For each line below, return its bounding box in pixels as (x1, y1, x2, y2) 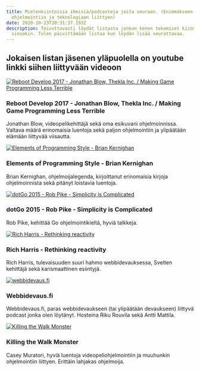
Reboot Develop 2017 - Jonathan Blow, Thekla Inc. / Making (6, 99, 182, 107)
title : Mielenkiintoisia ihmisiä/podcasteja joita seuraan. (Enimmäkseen (6, 8, 193, 15)
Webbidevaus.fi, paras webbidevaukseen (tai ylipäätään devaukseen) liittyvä (6, 305, 195, 313)
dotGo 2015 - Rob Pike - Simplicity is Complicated (6, 205, 153, 214)
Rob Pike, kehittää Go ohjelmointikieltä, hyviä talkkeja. (6, 219, 138, 226)
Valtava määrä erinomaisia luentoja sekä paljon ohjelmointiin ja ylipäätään (6, 126, 186, 134)
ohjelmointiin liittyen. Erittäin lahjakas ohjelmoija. (6, 358, 125, 365)
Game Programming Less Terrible (6, 107, 105, 115)
